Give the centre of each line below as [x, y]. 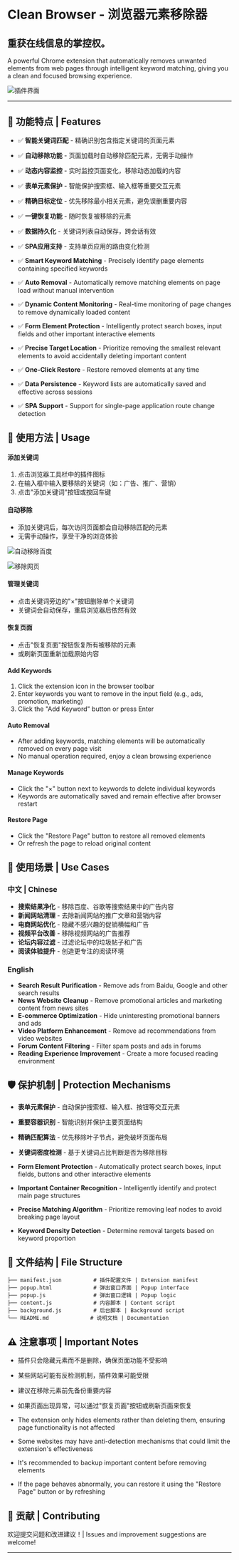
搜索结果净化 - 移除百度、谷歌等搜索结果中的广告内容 [96, 906]
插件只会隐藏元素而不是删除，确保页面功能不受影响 [92, 1361]
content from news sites [53, 1008]
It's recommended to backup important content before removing [112, 1463]
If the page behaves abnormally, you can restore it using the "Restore [119, 1484]
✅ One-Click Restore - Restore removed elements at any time [108, 369]
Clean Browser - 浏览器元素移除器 [107, 15]
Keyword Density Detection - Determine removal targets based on [116, 1230]
